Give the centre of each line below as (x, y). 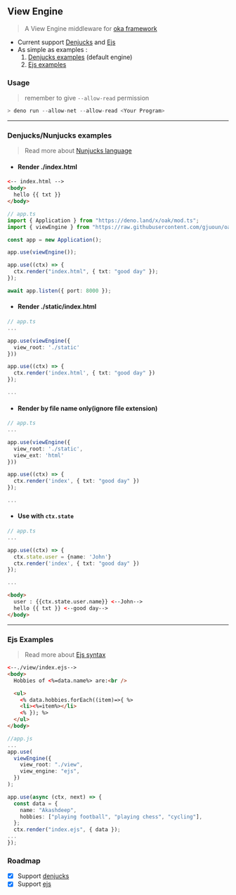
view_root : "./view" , (51, 765)
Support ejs (34, 884)
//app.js (20, 738)
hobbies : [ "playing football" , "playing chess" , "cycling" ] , (111, 817)
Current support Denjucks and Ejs (66, 42)
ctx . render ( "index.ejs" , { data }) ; (67, 830)
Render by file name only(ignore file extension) (87, 408)
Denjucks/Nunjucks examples (60, 135)
